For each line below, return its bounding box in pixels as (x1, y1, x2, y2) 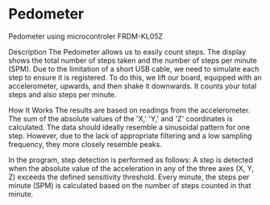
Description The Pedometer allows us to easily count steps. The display (8, 47, 247, 56)
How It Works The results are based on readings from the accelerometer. (8, 105, 251, 115)
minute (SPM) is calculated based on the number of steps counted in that (8, 180, 251, 190)
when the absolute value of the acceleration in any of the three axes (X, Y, (8, 163, 255, 173)
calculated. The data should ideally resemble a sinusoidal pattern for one (8, 122, 251, 132)
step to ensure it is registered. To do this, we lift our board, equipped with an (8, 72, 262, 82)
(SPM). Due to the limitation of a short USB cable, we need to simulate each (8, 64, 260, 73)
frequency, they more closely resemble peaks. (8, 139, 163, 149)
